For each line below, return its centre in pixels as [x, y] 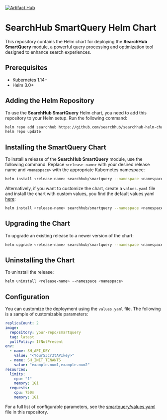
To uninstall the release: [30, 272]
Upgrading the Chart [38, 224]
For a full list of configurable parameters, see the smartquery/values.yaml [80, 407]
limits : [18, 374]
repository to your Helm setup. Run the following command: [66, 118]
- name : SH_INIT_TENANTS [35, 360]
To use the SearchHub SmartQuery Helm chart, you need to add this [76, 112]
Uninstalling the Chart [40, 260]
